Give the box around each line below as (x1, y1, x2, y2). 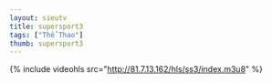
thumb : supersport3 (9, 38, 84, 48)
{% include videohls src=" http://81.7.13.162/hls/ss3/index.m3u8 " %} (9, 64, 263, 75)
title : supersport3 (9, 22, 84, 31)
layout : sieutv (9, 13, 68, 23)
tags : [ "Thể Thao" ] (9, 30, 84, 39)
